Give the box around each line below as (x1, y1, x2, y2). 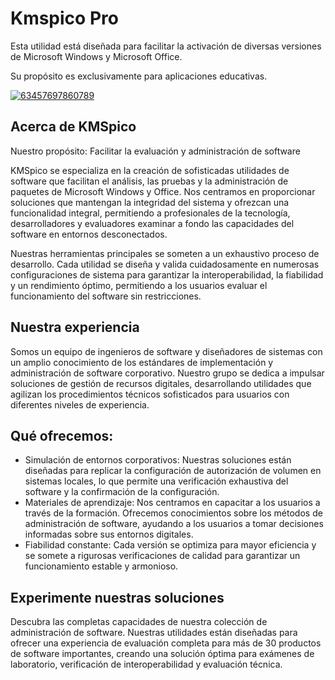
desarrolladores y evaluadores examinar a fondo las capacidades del (10, 217, 295, 229)
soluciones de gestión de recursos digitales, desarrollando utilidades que (10, 377, 312, 389)
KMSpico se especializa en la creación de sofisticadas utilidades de (10, 164, 290, 176)
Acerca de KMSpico (10, 118, 137, 136)
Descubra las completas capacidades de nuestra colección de (10, 616, 268, 628)
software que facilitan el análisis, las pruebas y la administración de (10, 175, 289, 187)
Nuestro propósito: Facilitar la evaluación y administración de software (10, 145, 301, 157)
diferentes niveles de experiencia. (10, 398, 150, 411)
